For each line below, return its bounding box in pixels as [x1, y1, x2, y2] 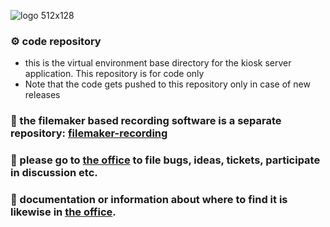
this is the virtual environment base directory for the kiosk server [24, 57, 292, 69]
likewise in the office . [10, 205, 117, 219]
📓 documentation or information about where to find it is [10, 193, 288, 207]
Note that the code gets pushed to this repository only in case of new [24, 78, 311, 90]
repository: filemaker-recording [10, 126, 168, 140]
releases [24, 89, 61, 101]
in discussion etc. [10, 166, 98, 180]
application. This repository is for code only [24, 68, 205, 80]
